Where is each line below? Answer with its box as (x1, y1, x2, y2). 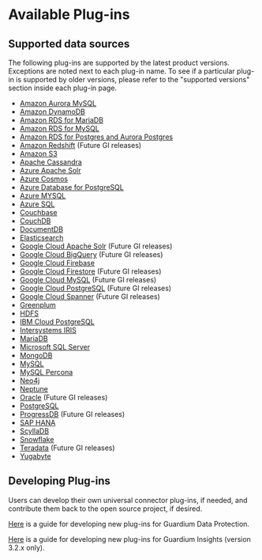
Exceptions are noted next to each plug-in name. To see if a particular (8, 66, 235, 76)
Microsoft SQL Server (19, 342, 91, 351)
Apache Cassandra (19, 157, 83, 167)
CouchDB (19, 216, 51, 225)
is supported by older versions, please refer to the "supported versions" (15, 75, 250, 84)
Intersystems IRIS (19, 326, 77, 335)
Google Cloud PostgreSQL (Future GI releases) (19, 283, 172, 293)
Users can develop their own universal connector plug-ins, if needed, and (8, 495, 248, 505)
